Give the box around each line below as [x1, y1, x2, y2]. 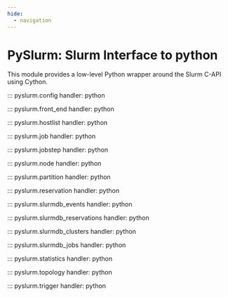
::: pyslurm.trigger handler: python [7, 282, 107, 290]
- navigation [13, 17, 52, 24]
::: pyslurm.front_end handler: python [7, 105, 114, 113]
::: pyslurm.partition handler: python [7, 173, 111, 181]
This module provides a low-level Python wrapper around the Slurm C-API [7, 70, 222, 79]
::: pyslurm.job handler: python [7, 132, 96, 140]
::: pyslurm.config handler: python [7, 91, 105, 100]
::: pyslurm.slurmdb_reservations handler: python [7, 213, 149, 222]
